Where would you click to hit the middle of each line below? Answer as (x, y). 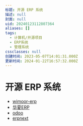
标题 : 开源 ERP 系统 (24, 10)
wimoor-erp (25, 101)
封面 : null (16, 19)
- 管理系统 (19, 47)
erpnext (20, 118)
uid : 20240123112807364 (30, 24)
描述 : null (16, 14)
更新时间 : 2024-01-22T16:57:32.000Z (41, 61)
